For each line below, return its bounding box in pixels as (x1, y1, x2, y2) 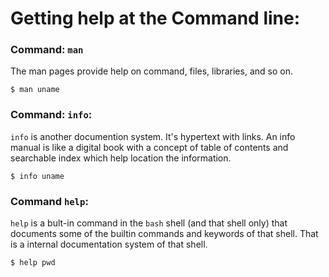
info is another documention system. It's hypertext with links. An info (10, 130, 296, 142)
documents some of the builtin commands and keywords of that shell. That (10, 228, 319, 240)
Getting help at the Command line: (10, 7, 301, 30)
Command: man (10, 43, 84, 57)
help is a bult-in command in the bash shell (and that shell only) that (10, 217, 288, 229)
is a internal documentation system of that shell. (10, 238, 208, 251)
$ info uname (10, 171, 65, 181)
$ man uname (10, 85, 60, 95)
